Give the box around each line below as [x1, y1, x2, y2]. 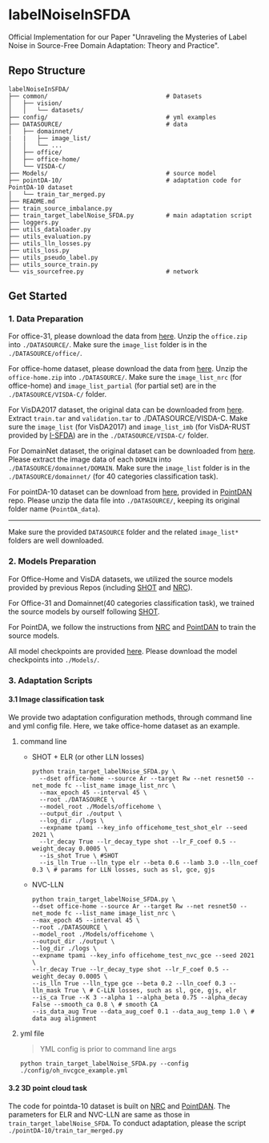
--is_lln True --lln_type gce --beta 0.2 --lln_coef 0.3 [31, 979, 227, 988]
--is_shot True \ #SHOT [38, 851, 118, 859]
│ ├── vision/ [8, 99, 62, 107]
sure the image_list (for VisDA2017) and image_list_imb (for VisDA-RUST [8, 422, 251, 432]
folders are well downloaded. [8, 535, 104, 546]
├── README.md [8, 197, 56, 205]
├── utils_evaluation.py [8, 232, 91, 240]
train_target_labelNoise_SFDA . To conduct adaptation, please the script [8, 1118, 247, 1128]
